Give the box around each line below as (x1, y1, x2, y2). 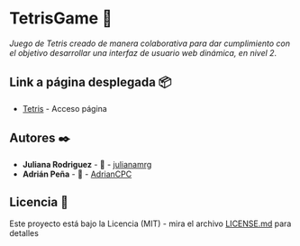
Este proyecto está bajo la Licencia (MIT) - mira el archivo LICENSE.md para (9, 218, 292, 229)
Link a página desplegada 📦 (9, 75, 172, 90)
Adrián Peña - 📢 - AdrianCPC (22, 169, 132, 179)
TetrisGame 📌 (9, 8, 113, 29)
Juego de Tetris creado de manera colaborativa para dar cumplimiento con (9, 38, 291, 49)
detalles (9, 228, 39, 239)
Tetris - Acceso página (22, 103, 108, 114)
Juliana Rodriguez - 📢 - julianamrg (22, 159, 152, 169)
